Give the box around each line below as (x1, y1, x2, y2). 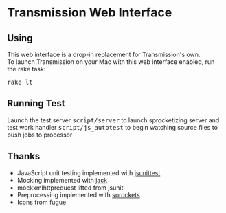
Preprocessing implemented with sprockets (16, 190, 141, 199)
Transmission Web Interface (7, 5, 172, 21)
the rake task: (7, 65, 46, 73)
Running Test (7, 98, 65, 109)
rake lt (7, 78, 33, 86)
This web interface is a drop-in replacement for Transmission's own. (7, 50, 201, 58)
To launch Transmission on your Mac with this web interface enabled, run (7, 58, 215, 66)
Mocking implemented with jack (16, 176, 108, 184)
